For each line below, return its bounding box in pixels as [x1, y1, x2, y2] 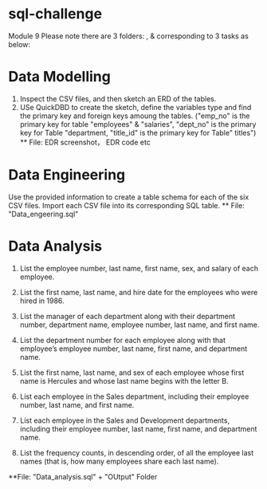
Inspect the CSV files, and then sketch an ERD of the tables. [19, 93, 217, 104]
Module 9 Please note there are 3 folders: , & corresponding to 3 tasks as [8, 31, 249, 41]
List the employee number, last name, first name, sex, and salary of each [19, 263, 259, 273]
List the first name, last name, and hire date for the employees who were [19, 287, 258, 297]
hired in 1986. [19, 296, 65, 306]
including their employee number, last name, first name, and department [19, 424, 257, 433]
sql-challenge [8, 5, 102, 23]
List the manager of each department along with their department [19, 311, 236, 321]
